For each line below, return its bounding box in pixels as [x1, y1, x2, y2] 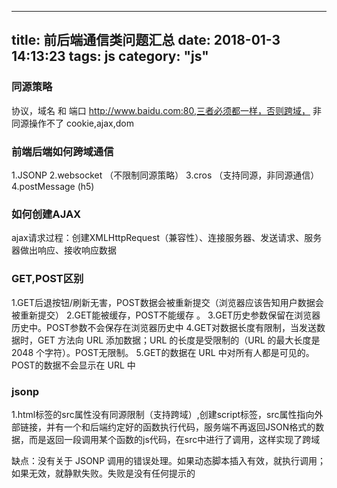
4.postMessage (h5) [11, 180, 95, 192]
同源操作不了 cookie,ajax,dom [11, 117, 135, 129]
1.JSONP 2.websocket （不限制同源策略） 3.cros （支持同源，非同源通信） [11, 169, 320, 181]
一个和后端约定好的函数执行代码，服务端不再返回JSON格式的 [63, 421, 316, 433]
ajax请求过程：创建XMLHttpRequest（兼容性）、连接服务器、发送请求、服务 [11, 232, 323, 244]
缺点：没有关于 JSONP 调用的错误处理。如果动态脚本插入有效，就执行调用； [11, 454, 327, 466]
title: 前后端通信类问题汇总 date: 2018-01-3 [11, 32, 281, 49]
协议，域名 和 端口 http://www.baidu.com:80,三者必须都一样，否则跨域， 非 [11, 104, 322, 116]
